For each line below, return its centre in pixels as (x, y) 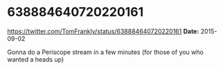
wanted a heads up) (36, 59)
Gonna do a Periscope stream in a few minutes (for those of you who (106, 52)
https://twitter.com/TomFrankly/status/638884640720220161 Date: (103, 31)
